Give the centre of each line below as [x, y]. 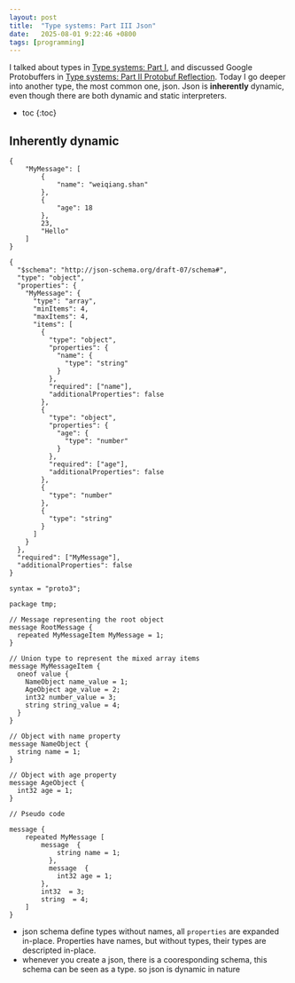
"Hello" [55, 232]
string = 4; [65, 900]
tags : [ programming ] [47, 42]
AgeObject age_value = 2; [73, 690]
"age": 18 [74, 208]
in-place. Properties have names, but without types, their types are [144, 941]
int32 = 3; [63, 892]
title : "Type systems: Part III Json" [83, 26]
